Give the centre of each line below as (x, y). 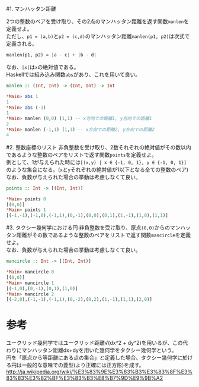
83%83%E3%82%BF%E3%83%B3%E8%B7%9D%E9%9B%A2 (85, 378)
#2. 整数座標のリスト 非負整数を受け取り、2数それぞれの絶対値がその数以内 (99, 147)
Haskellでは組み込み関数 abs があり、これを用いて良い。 (73, 74)
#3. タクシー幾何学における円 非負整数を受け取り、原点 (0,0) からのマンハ (96, 228)
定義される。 (22, 44)
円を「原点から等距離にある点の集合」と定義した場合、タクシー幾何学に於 (97, 358)
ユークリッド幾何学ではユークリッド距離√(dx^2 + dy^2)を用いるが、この (94, 343)
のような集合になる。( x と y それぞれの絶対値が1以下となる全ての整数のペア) (97, 169)
